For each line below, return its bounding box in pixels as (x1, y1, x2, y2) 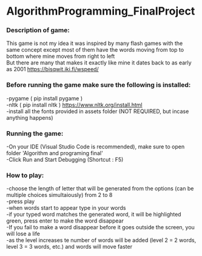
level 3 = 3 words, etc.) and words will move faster (6, 243, 132, 251)
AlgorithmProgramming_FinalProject (6, 4, 195, 18)
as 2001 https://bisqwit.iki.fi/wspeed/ (6, 66, 99, 73)
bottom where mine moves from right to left (6, 53, 115, 60)
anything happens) (6, 114, 53, 121)
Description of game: (6, 26, 70, 35)
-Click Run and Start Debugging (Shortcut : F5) (6, 156, 124, 164)
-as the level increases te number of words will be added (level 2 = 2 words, (6, 237, 197, 244)
